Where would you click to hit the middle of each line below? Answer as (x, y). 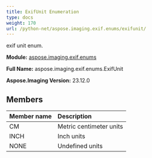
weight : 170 (21, 23)
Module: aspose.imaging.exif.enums (51, 57)
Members (25, 99)
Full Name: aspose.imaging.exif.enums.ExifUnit (65, 69)
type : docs (20, 17)
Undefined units (80, 146)
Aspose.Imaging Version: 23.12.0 (48, 81)
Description (74, 117)
